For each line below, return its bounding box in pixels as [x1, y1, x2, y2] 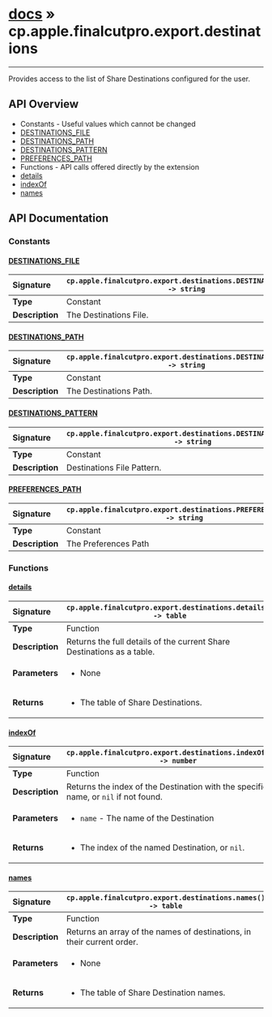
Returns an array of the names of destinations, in [66, 926, 252, 937]
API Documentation [8, 212, 109, 226]
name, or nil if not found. [66, 791, 164, 803]
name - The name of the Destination [79, 812, 215, 824]
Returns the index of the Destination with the [66, 781, 236, 792]
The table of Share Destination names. [79, 987, 226, 998]
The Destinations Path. [66, 386, 152, 397]
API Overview [8, 97, 79, 111]
